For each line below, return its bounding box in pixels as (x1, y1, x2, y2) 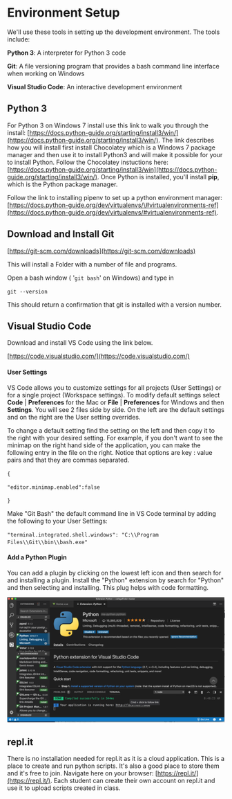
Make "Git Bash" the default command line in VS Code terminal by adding (7, 509, 216, 517)
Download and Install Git (7, 228, 115, 240)
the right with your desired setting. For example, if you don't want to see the (7, 433, 223, 442)
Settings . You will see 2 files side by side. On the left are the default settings (7, 405, 224, 413)
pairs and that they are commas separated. (7, 456, 130, 464)
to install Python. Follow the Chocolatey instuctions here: (7, 158, 169, 166)
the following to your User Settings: (7, 517, 108, 525)
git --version (7, 288, 48, 295)
